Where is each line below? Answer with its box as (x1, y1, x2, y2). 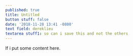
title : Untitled (5, 12, 40, 17)
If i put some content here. (5, 45, 61, 51)
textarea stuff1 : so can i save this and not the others (5, 31, 128, 36)
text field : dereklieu (5, 26, 53, 32)
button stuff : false (5, 17, 49, 22)
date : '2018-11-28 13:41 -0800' (5, 21, 74, 27)
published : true (5, 7, 40, 13)
